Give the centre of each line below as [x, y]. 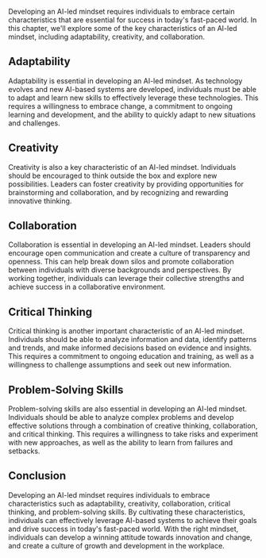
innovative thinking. [40, 201]
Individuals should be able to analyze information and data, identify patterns [133, 340]
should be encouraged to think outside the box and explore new [113, 175]
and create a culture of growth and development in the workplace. [116, 545]
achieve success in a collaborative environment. [87, 287]
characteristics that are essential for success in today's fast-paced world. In [133, 20]
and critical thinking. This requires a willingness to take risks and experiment [133, 434]
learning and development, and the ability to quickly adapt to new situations [132, 114]
